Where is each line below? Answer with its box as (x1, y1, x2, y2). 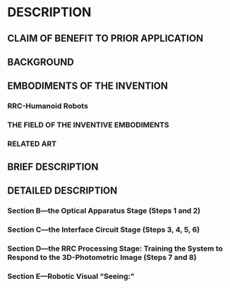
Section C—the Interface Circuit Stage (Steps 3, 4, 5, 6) (7, 225, 200, 234)
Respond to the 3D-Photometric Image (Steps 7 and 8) (7, 252, 197, 262)
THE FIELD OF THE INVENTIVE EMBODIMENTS (7, 120, 169, 130)
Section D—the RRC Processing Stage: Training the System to (7, 244, 224, 253)
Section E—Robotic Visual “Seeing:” (7, 271, 135, 281)
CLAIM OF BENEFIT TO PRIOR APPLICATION (7, 32, 203, 44)
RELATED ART (7, 139, 57, 149)
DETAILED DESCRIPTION (7, 184, 118, 196)
